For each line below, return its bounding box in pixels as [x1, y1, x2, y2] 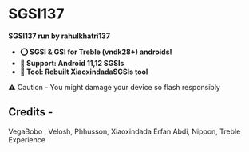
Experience [8, 134, 46, 144]
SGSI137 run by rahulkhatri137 [8, 31, 110, 41]
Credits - [8, 105, 53, 119]
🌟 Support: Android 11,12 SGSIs [19, 58, 125, 68]
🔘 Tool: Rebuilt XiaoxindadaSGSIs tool [19, 67, 148, 76]
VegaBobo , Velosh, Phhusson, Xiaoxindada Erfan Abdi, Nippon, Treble [8, 127, 241, 136]
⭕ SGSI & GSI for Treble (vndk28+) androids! [19, 47, 172, 57]
